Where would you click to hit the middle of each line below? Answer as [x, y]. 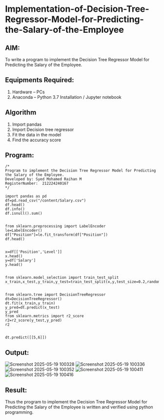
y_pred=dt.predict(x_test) [32, 308]
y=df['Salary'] [20, 261]
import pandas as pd [26, 197]
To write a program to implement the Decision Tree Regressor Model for [77, 59]
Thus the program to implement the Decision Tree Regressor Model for [76, 402]
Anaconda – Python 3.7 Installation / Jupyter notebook [67, 97]
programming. [19, 412]
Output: [17, 352]
